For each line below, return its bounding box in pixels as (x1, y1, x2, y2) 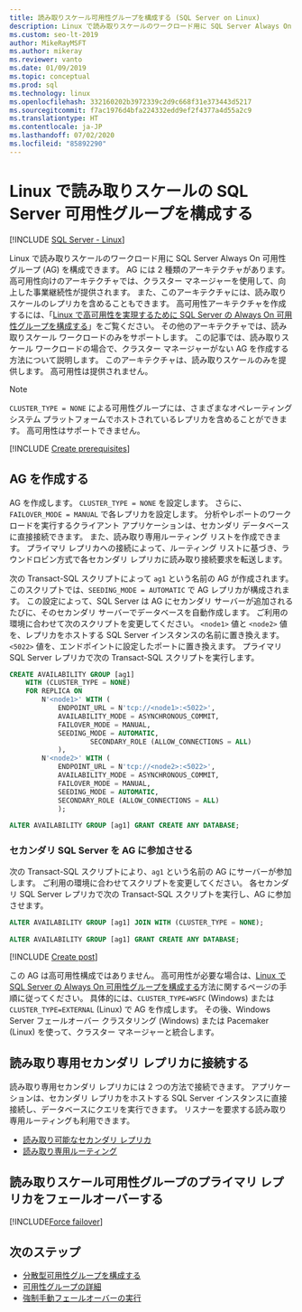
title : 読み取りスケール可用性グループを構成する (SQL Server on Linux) (9, 13, 261, 23)
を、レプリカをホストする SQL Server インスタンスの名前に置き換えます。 (9, 629, 285, 640)
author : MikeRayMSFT (9, 38, 87, 48)
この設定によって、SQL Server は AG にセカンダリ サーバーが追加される (26, 595, 294, 606)
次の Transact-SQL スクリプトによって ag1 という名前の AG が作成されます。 (9, 573, 294, 584)
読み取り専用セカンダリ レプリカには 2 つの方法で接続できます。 (9, 1081, 250, 1092)
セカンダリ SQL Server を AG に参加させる (9, 844, 194, 857)
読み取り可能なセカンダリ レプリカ (22, 1134, 151, 1145)
